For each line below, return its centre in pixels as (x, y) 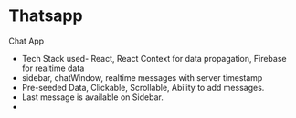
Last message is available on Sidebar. (92, 97)
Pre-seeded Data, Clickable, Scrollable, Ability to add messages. (143, 87)
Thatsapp (46, 16)
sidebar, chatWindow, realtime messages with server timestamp (142, 77)
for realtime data (53, 68)
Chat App (26, 41)
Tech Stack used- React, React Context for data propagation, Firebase (154, 58)
